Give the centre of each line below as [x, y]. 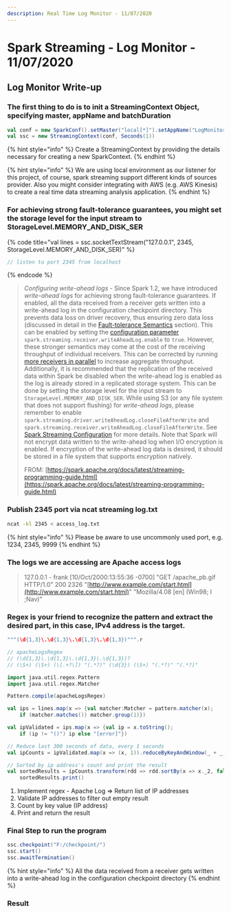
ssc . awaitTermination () [41, 858]
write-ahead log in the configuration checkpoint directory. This [113, 310]
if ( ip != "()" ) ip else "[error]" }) [74, 733]
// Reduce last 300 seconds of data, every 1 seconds [86, 746]
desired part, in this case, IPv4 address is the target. [96, 625]
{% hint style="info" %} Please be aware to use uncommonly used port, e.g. [115, 537]
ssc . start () [24, 851]
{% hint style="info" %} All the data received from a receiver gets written [111, 871]
